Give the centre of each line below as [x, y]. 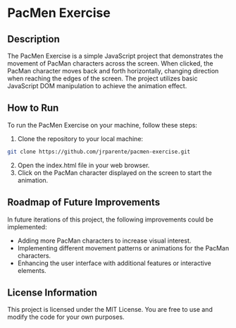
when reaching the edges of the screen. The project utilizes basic [103, 78]
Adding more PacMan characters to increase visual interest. [104, 241]
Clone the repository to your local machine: [80, 138]
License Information [52, 292]
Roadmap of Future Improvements [84, 202]
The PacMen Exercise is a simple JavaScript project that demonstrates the [115, 56]
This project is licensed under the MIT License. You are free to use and [110, 310]
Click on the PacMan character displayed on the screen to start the [115, 172]
